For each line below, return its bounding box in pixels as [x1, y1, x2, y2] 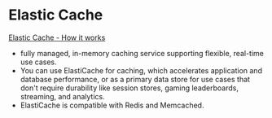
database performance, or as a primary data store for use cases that [20, 74, 251, 84]
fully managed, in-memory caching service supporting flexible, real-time [20, 48, 265, 58]
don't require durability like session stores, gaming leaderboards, [20, 83, 239, 93]
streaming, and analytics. [20, 91, 106, 101]
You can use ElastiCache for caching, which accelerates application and [20, 65, 263, 75]
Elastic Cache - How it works [8, 33, 106, 42]
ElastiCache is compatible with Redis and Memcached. [20, 100, 204, 110]
